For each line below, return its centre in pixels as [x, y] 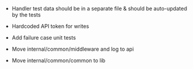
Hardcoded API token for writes [50, 26]
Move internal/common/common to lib [58, 60]
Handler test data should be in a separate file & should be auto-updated [99, 9]
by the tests [26, 15]
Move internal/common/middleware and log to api [73, 49]
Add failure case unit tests [44, 37]
